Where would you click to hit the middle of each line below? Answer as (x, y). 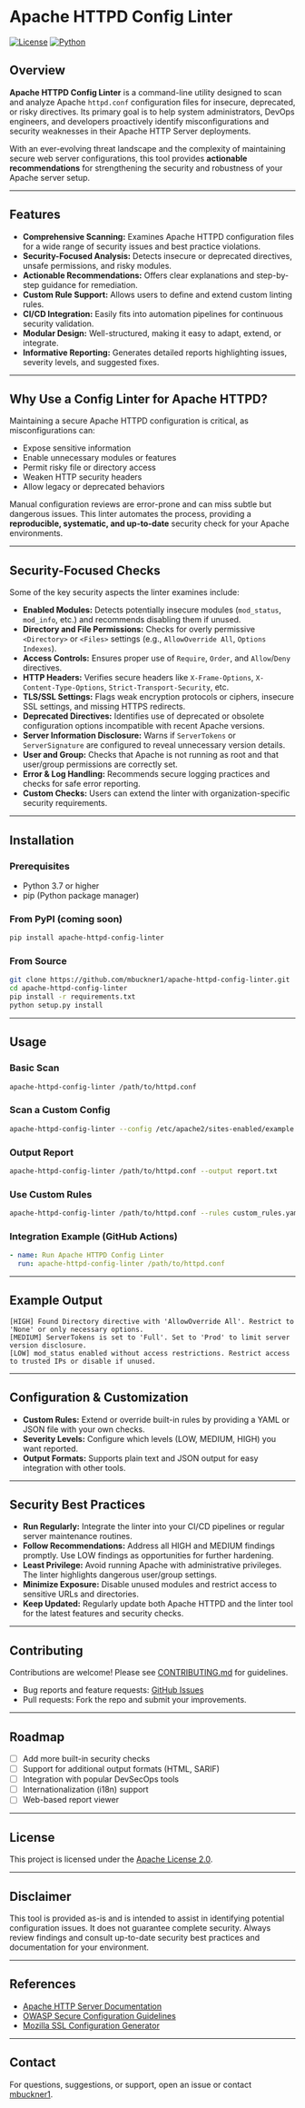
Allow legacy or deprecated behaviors (93, 487)
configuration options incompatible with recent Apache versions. (143, 726)
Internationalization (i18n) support (85, 1790)
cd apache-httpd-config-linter (69, 989)
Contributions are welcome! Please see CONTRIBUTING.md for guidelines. (149, 1673)
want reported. (50, 1448)
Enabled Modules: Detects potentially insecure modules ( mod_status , (152, 610)
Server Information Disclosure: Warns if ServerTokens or (129, 736)
